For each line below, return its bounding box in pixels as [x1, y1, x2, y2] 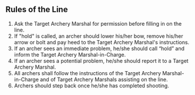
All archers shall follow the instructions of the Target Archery [14, 69, 162, 76]
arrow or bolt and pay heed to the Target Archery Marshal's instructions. [14, 38, 190, 45]
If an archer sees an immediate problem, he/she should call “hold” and [14, 45, 185, 52]
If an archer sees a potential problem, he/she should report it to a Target [14, 57, 189, 64]
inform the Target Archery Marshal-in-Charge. [14, 51, 126, 58]
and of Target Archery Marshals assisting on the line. [39, 76, 168, 83]
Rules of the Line [5, 5, 68, 15]
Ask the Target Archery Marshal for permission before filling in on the [14, 20, 182, 27]
